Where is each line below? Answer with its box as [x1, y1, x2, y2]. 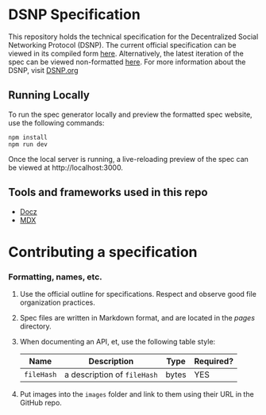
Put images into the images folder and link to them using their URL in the [19, 390, 254, 399]
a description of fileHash [64, 369, 158, 380]
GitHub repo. [19, 398, 62, 408]
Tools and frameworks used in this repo [8, 186, 208, 199]
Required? [194, 355, 234, 367]
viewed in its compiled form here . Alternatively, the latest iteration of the [8, 48, 244, 58]
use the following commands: [8, 117, 105, 128]
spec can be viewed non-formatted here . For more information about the [8, 57, 246, 67]
